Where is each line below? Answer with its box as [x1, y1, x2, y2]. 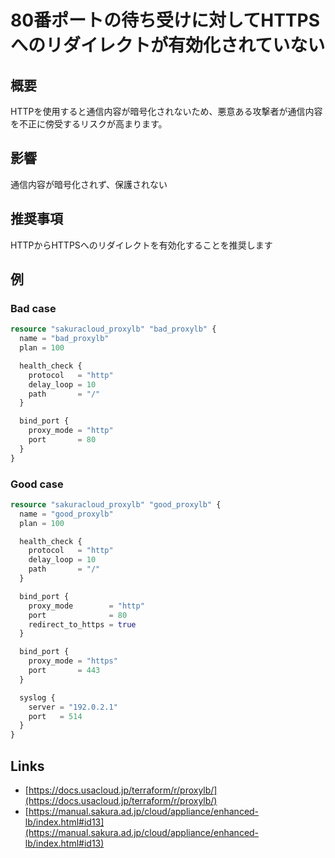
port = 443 [28, 666, 101, 676]
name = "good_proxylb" [19, 509, 114, 519]
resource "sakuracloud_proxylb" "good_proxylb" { [10, 499, 222, 510]
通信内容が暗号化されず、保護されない [10, 178, 168, 190]
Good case [10, 477, 64, 491]
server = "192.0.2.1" [28, 702, 118, 712]
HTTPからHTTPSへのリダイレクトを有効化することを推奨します [10, 239, 273, 251]
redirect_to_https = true [28, 619, 137, 630]
